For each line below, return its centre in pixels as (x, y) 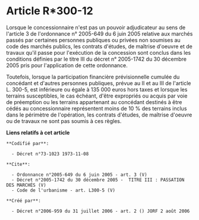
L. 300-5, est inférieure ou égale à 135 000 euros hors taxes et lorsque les (97, 89)
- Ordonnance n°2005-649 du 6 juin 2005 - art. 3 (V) (79, 175)
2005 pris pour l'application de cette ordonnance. (67, 65)
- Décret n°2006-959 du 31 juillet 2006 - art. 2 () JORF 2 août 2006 (101, 211)
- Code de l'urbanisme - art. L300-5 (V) (64, 190)
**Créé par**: (24, 200)
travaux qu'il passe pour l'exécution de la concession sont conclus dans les (99, 52)
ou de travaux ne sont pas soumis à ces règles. (64, 121)
